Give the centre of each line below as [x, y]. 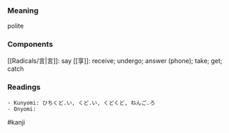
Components [30, 45]
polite [16, 26]
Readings [24, 87]
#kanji [16, 122]
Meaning [23, 11]
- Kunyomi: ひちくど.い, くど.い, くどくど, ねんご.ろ [82, 103]
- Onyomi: [22, 109]
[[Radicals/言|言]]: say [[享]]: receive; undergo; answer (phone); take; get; [115, 60]
